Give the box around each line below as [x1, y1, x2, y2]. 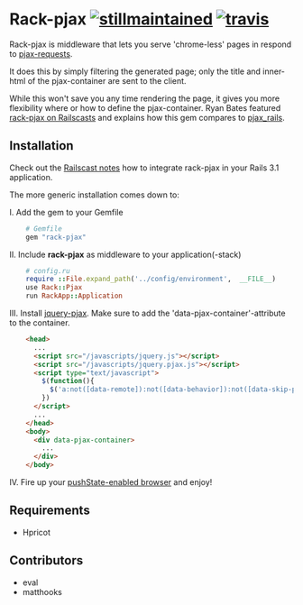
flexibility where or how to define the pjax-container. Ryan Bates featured [9, 102, 281, 113]
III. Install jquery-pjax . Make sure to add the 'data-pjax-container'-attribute [9, 307, 286, 318]
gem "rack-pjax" [25, 233, 87, 242]
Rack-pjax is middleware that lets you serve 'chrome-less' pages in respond [9, 39, 292, 50]
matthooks [22, 586, 63, 597]
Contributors [9, 553, 84, 568]
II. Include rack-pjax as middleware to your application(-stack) [9, 249, 242, 260]
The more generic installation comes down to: [9, 189, 180, 200]
